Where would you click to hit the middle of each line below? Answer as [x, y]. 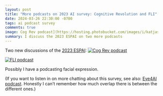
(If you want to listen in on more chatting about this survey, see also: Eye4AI [81, 79]
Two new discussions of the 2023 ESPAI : [46, 50]
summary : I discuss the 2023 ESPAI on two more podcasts [64, 37]
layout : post [18, 9]
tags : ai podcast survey [30, 23]
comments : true [20, 28]
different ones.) [20, 89]
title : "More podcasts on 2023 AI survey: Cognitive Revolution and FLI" [81, 14]
